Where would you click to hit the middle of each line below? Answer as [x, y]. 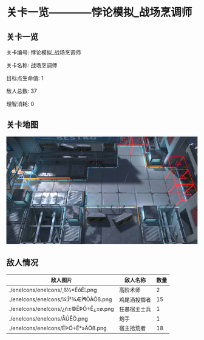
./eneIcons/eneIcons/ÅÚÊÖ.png [48, 318]
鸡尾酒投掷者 [135, 299]
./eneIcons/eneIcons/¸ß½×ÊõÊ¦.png [53, 290]
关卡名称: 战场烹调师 [32, 65]
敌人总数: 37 [22, 91]
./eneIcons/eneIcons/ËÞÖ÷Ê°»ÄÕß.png [58, 328]
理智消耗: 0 [20, 104]
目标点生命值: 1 [25, 78]
